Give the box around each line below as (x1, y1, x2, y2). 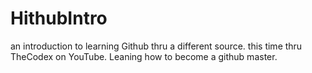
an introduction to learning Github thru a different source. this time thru (10, 40, 303, 52)
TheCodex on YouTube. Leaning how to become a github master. (10, 50, 278, 62)
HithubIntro (10, 7, 108, 30)
